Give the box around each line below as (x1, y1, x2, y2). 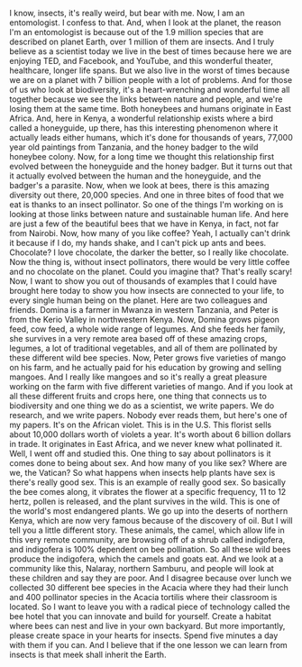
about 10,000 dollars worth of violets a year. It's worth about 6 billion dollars (9, 429, 291, 440)
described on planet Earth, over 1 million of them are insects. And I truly (9, 36, 275, 47)
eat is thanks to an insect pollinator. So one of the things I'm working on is (9, 199, 284, 210)
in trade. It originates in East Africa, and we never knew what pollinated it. (9, 439, 282, 449)
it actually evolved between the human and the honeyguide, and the (9, 170, 261, 181)
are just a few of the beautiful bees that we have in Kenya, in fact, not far (9, 218, 279, 229)
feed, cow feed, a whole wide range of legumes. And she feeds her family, (9, 324, 286, 334)
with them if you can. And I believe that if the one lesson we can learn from (9, 640, 288, 650)
